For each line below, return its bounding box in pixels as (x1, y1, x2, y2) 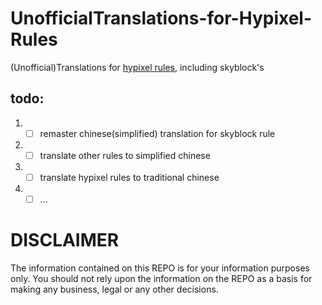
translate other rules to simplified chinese (39, 149, 211, 161)
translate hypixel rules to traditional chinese (39, 171, 220, 183)
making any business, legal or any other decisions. (10, 283, 219, 295)
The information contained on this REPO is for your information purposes (10, 262, 310, 274)
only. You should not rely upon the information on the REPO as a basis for (10, 272, 313, 284)
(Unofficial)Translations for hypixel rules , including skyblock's (10, 61, 265, 73)
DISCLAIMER (10, 229, 120, 252)
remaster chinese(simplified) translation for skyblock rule (39, 127, 276, 139)
